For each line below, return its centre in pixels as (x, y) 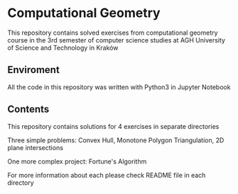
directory (21, 183)
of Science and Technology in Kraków (63, 47)
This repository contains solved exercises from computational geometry (113, 33)
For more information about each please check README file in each (107, 175)
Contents (28, 109)
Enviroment (34, 70)
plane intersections (36, 147)
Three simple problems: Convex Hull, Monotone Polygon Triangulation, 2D (116, 140)
